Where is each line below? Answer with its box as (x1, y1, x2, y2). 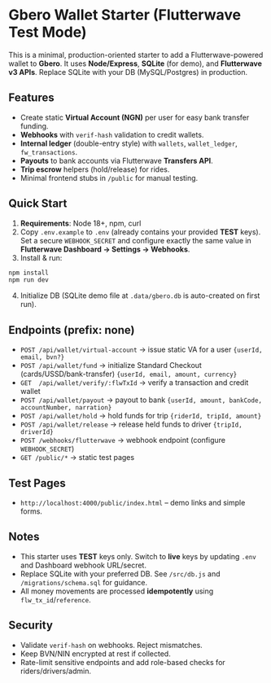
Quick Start (8, 197, 68, 211)
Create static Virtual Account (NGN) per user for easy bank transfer (20, 112, 250, 122)
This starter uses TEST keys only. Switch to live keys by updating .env (20, 551, 256, 561)
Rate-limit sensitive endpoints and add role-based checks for (20, 657, 225, 667)
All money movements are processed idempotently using (20, 586, 214, 596)
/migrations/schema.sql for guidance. (20, 577, 148, 587)
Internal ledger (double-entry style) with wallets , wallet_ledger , (20, 138, 238, 148)
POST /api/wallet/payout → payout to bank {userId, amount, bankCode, (20, 395, 263, 405)
